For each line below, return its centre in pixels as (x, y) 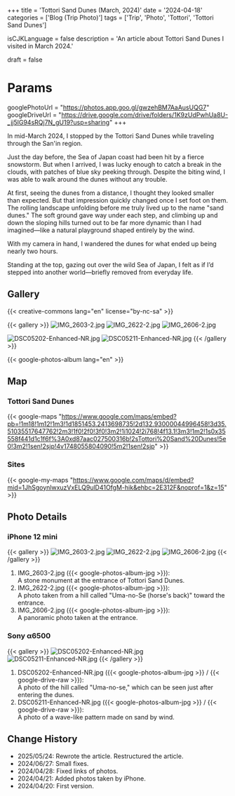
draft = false (25, 60)
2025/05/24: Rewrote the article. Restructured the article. (100, 756)
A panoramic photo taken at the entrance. (78, 618)
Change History (42, 739)
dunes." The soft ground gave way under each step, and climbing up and (113, 215)
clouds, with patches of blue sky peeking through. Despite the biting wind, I (116, 172)
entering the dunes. (46, 694)
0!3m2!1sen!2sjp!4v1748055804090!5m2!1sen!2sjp (81, 446)
